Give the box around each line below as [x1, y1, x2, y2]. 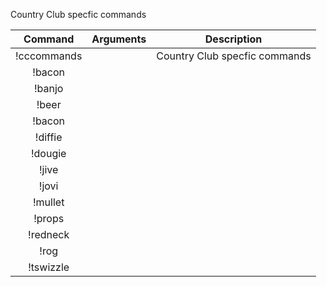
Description [204, 32, 263, 46]
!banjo [33, 82, 64, 95]
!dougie [30, 147, 67, 160]
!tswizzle [28, 260, 70, 274]
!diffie [34, 130, 63, 144]
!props [33, 212, 65, 225]
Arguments [91, 32, 147, 46]
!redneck [28, 228, 70, 241]
